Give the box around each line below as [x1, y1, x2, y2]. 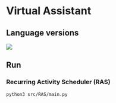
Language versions [6, 28, 79, 38]
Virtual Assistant [6, 4, 92, 18]
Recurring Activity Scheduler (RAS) [6, 78, 111, 86]
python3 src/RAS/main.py [6, 91, 68, 97]
